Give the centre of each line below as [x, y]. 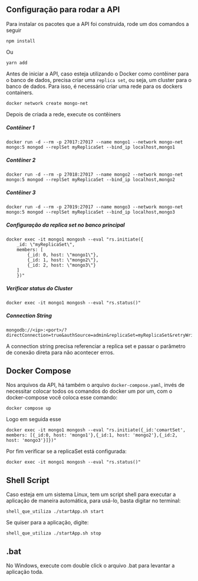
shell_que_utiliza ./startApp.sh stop [54, 533]
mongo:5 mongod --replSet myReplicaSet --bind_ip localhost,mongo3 [91, 212]
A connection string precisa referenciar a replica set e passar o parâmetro [96, 346]
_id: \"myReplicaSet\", [46, 244]
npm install [21, 41]
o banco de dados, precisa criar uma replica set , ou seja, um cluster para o [99, 80]
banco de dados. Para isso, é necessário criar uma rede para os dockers [94, 86]
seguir [14, 30]
